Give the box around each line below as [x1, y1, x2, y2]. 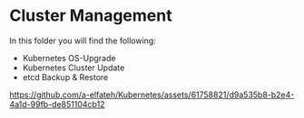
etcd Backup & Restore [22, 71, 109, 82]
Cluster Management [9, 5, 172, 26]
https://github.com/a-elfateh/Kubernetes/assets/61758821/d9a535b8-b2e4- [9, 89, 295, 100]
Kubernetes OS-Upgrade [22, 52, 116, 63]
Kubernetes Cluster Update [22, 62, 125, 73]
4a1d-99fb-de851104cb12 [9, 98, 105, 109]
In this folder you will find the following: [9, 35, 156, 46]
